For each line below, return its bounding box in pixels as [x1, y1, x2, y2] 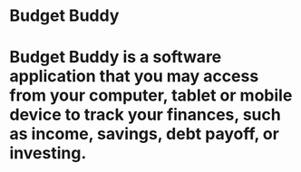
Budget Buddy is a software [9, 47, 222, 68]
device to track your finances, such [9, 105, 281, 125]
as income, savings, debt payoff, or [9, 124, 279, 145]
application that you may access [9, 66, 259, 87]
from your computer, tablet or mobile [9, 85, 293, 106]
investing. [9, 143, 87, 164]
